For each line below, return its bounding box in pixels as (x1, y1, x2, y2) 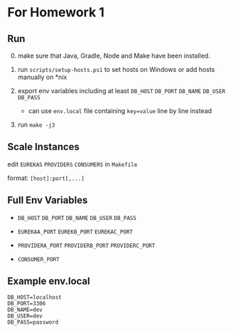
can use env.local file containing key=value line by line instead (28, 107, 212, 115)
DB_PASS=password (7, 319, 59, 326)
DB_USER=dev (7, 312, 43, 320)
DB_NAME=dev (7, 307, 43, 314)
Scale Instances (7, 141, 80, 153)
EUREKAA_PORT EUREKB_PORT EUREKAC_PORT (17, 228, 134, 236)
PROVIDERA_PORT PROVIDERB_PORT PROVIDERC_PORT (17, 242, 156, 249)
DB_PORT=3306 (7, 300, 46, 307)
